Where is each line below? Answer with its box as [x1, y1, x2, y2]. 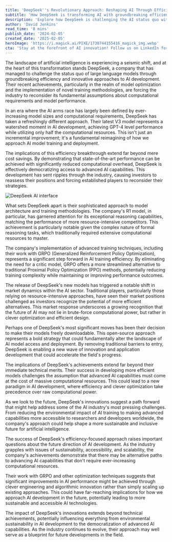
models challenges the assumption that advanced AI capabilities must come [5, 372, 166, 378]
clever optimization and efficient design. [5, 314, 90, 321]
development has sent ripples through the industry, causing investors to [5, 172, 157, 178]
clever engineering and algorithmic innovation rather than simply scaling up [5, 484, 165, 490]
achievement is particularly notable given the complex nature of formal [5, 224, 155, 230]
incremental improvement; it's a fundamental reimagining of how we [5, 134, 149, 141]
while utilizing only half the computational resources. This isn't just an [5, 129, 153, 135]
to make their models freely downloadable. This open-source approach [5, 330, 156, 336]
